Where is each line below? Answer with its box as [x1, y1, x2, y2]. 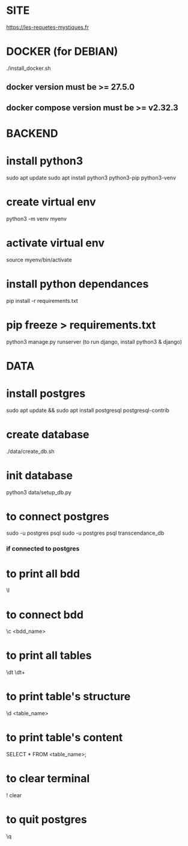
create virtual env [6, 195, 96, 208]
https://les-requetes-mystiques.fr [6, 23, 89, 31]
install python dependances [6, 277, 149, 291]
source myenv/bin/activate [6, 256, 72, 263]
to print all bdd [6, 567, 80, 580]
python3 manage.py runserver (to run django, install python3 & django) [6, 338, 182, 345]
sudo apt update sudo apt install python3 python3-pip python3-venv [6, 174, 176, 181]
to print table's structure [6, 690, 131, 703]
